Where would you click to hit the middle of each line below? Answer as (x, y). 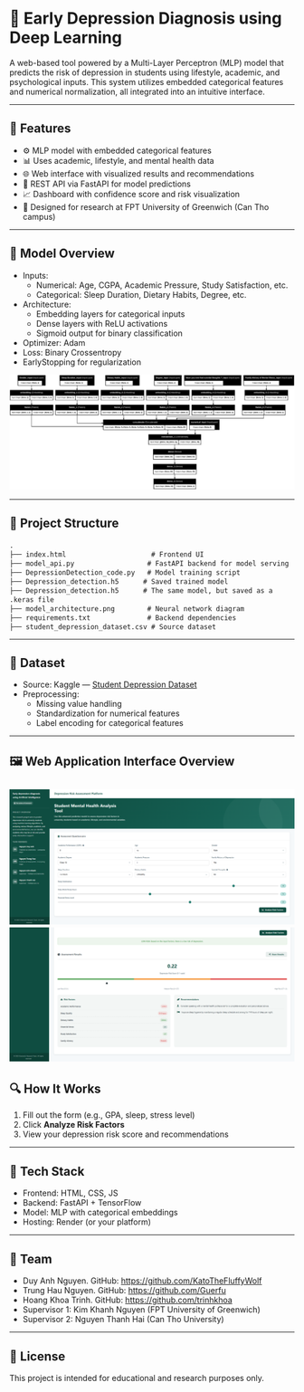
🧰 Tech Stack (47, 1171)
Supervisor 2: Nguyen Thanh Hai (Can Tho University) (123, 1320)
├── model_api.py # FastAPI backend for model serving (149, 563)
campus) (39, 216)
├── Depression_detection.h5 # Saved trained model (119, 582)
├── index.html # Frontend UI (107, 554)
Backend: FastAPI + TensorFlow (82, 1203)
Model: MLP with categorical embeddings (100, 1213)
